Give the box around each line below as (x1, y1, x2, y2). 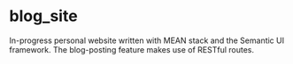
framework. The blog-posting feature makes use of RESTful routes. (9, 44, 255, 54)
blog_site (9, 6, 78, 26)
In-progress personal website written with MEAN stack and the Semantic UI (9, 35, 285, 46)
